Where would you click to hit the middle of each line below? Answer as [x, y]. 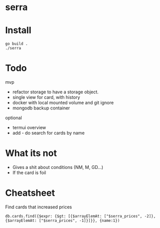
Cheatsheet [30, 193]
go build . [17, 44]
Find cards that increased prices [39, 207]
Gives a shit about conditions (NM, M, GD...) [58, 167]
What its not [31, 153]
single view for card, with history [46, 97]
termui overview [29, 128]
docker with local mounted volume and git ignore [63, 103]
